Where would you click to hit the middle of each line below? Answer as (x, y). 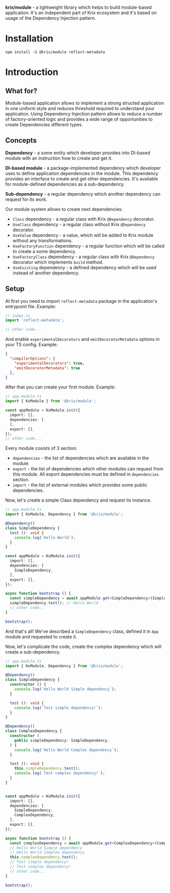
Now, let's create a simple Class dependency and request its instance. (78, 500)
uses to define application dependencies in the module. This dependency (82, 173)
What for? (21, 91)
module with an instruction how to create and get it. (59, 158)
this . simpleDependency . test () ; (47, 769)
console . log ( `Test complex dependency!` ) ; (60, 773)
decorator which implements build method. (58, 262)
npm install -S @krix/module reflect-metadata (55, 52)
